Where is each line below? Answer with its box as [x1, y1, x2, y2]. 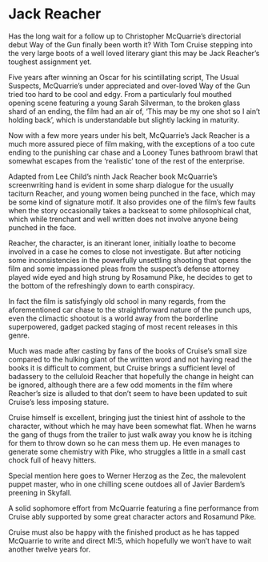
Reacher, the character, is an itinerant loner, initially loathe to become [8, 238, 236, 248]
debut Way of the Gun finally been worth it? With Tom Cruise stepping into [8, 39, 254, 49]
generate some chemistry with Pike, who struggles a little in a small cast [8, 447, 246, 456]
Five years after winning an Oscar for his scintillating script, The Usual [8, 72, 239, 82]
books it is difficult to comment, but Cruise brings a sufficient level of [8, 362, 236, 373]
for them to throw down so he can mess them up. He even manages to [8, 438, 241, 447]
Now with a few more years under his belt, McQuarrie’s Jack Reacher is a [8, 130, 250, 140]
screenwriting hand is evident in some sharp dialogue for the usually [8, 180, 234, 189]
